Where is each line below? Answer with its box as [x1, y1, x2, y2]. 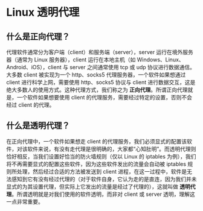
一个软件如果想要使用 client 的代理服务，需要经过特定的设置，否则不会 [16, 94, 192, 101]
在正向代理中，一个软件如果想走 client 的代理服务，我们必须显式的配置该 [6, 137, 187, 145]
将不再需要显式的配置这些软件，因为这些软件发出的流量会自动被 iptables [6, 160, 186, 168]
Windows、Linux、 [137, 56, 184, 63]
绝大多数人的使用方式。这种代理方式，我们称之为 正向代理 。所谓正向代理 [6, 86, 188, 93]
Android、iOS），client [6, 64, 62, 71]
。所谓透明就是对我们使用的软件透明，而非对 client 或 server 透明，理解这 [11, 191, 195, 198]
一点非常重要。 [6, 198, 43, 205]
